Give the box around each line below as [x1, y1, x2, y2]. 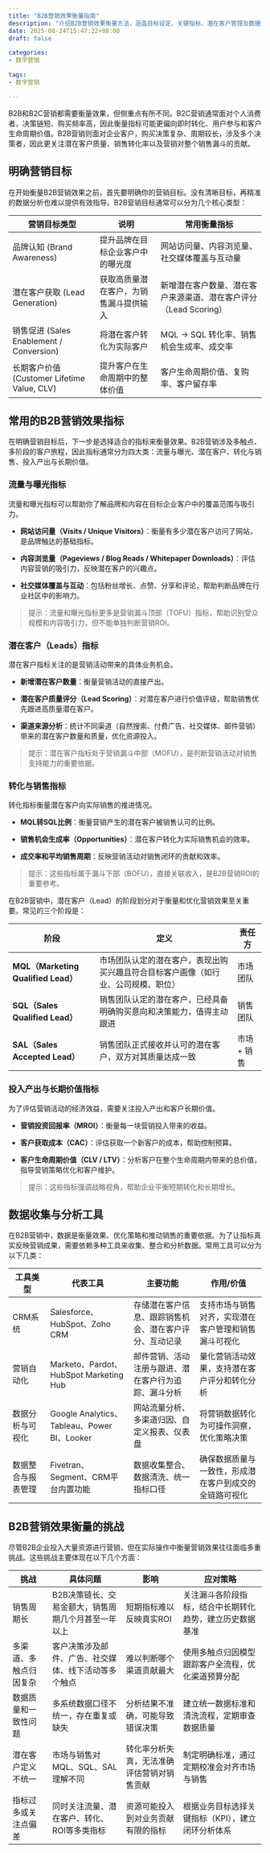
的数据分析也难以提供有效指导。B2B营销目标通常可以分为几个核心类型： [8, 197, 247, 207]
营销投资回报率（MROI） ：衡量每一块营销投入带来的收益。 [19, 1120, 211, 1130]
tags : [8, 71, 27, 79]
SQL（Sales [12, 1000, 59, 1011]
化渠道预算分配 [182, 1671, 239, 1682]
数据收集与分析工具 [8, 1207, 104, 1221]
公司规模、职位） [115, 979, 181, 991]
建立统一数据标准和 [182, 1698, 256, 1710]
